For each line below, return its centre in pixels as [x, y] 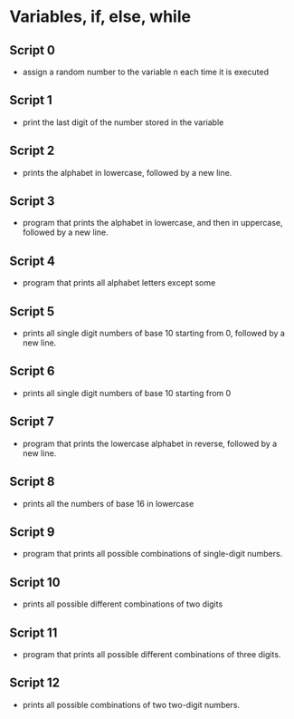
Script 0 [33, 50]
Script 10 [35, 582]
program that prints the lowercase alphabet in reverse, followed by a [150, 443]
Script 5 [32, 311]
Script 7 [32, 422]
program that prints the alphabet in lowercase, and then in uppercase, [152, 223]
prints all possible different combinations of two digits [123, 604]
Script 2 [32, 151]
